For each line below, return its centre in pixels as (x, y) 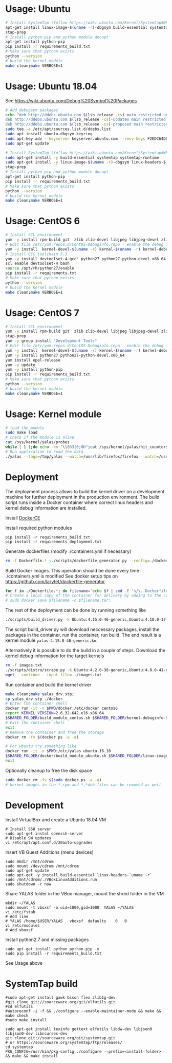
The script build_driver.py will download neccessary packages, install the (82, 629)
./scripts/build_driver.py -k (38, 620)
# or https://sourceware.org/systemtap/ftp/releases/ (64, 1042)
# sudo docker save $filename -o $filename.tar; (58, 600)
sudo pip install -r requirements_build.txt (53, 953)
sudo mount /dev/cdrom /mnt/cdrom (42, 866)
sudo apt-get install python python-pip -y (52, 949)
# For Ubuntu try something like (41, 746)
